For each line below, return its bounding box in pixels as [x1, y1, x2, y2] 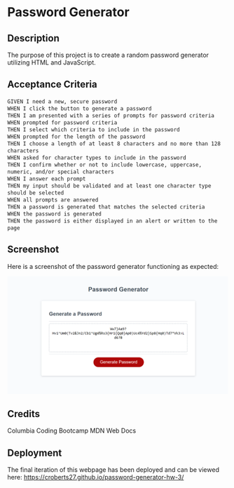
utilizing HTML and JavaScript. [7, 58, 96, 67]
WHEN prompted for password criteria [7, 119, 118, 126]
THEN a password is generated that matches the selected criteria [7, 203, 205, 211]
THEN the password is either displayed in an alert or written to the [7, 217, 218, 225]
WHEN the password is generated [7, 210, 102, 218]
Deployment [7, 447, 62, 459]
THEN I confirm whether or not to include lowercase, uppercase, [7, 161, 202, 169]
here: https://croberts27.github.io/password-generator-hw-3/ [7, 473, 184, 481]
